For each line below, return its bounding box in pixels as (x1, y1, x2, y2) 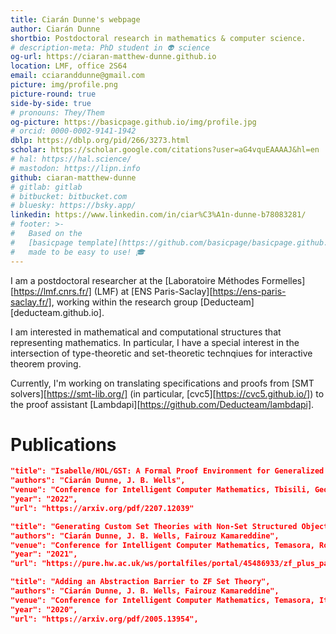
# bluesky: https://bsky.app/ (10, 201, 137, 211)
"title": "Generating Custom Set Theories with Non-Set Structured (10, 521, 298, 531)
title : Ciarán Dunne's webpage (10, 14, 141, 25)
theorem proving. (10, 357, 82, 370)
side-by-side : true (10, 98, 92, 108)
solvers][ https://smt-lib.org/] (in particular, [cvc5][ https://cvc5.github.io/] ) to (10, 387, 325, 400)
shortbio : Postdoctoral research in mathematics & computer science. (10, 33, 307, 43)
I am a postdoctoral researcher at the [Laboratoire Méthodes (10, 274, 260, 286)
